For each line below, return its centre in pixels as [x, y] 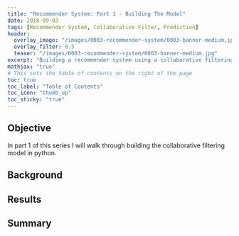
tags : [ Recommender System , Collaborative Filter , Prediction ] [103, 27]
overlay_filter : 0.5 [44, 47]
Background [35, 175]
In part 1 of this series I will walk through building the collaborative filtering [116, 145]
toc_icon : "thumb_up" [39, 93]
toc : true [22, 80]
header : [19, 34]
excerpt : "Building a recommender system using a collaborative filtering [121, 60]
